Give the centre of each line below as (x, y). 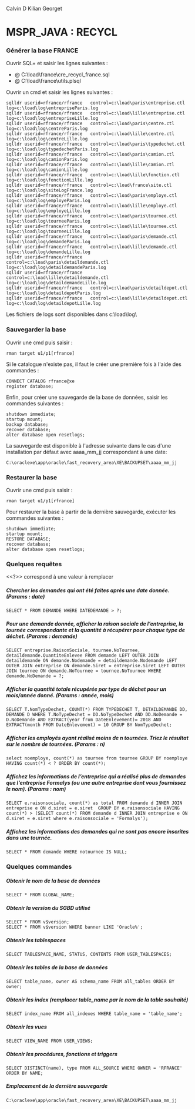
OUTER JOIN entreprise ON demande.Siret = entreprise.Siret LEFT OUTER (95, 666)
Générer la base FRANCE (42, 51)
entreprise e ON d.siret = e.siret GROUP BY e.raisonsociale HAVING (93, 808)
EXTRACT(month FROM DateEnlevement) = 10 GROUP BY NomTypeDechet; (89, 725)
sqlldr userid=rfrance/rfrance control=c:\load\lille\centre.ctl (90, 134)
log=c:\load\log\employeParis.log (48, 201)
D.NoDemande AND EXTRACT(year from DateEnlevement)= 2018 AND (84, 720)
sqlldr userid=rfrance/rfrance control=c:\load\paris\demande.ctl (92, 237)
